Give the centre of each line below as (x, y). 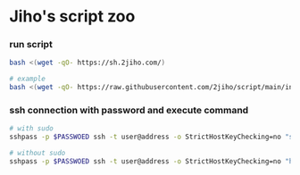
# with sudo (31, 129)
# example (28, 79)
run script (31, 45)
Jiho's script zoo (72, 17)
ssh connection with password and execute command (129, 111)
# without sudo (37, 154)
